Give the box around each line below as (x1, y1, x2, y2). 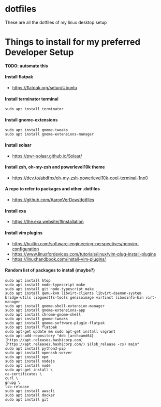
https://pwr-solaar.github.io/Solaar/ (12, 153, 82, 159)
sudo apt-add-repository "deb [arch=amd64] (5, 333, 94, 338)
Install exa (5, 208, 26, 214)
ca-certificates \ (5, 372, 42, 376)
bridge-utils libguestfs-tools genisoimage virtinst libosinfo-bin (5, 295, 144, 300)
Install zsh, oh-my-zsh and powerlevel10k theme (5, 164, 105, 170)
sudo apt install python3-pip (5, 346, 66, 351)
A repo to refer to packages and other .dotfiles (5, 186, 100, 192)
